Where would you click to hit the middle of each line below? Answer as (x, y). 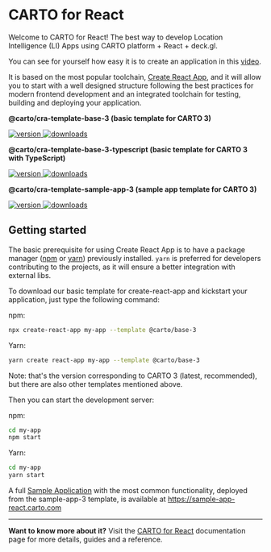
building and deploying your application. (75, 102)
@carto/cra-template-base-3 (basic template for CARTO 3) (110, 118)
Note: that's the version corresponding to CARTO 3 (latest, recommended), (133, 376)
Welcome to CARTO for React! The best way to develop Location (116, 37)
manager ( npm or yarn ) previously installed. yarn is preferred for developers (135, 258)
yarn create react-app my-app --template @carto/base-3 (104, 360)
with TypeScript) (37, 158)
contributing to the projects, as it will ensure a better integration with (122, 267)
